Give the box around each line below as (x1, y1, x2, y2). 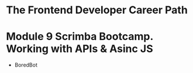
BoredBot (14, 61, 38, 68)
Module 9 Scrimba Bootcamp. (6, 30, 153, 43)
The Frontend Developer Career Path (6, 3, 188, 17)
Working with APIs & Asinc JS (6, 42, 153, 56)
